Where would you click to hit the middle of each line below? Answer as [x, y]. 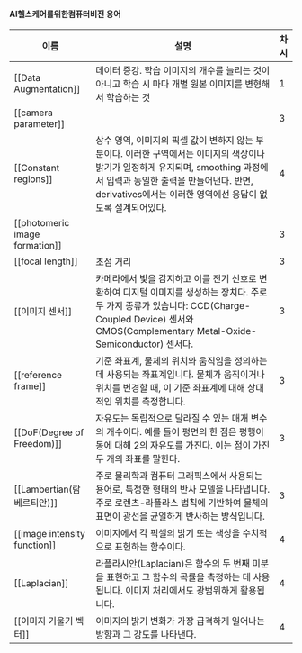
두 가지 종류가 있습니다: [142, 306]
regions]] [33, 179]
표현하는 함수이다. [150, 547]
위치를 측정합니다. [150, 402]
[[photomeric [42, 223]
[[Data [27, 78]
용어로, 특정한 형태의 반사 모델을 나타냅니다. [183, 489]
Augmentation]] [47, 89]
